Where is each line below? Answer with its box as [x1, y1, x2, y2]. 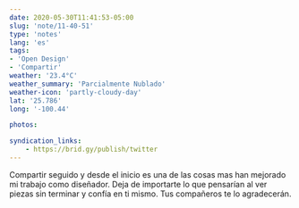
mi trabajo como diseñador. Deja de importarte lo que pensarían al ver [9, 179, 268, 189]
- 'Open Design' [9, 54, 70, 63]
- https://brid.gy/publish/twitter [25, 145, 158, 154]
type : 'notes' [9, 29, 63, 38]
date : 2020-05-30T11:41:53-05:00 [9, 12, 134, 22]
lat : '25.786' [9, 96, 63, 105]
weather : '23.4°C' [9, 71, 78, 80]
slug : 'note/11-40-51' [9, 21, 94, 30]
